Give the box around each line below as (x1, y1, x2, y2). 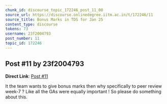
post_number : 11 (5, 36, 40, 41)
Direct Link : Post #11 (5, 73, 48, 79)
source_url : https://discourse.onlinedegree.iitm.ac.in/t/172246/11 (5, 12, 153, 17)
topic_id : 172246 (5, 41, 42, 46)
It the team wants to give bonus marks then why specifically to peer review (5, 83, 162, 89)
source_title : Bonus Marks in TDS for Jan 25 (5, 17, 103, 22)
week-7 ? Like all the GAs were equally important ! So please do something (5, 88, 161, 94)
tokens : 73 (5, 27, 28, 32)
